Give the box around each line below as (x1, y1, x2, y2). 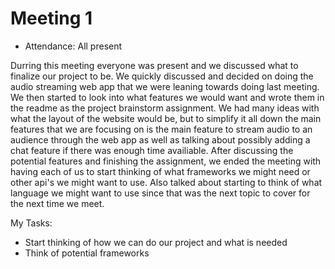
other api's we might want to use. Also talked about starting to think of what (10, 176, 323, 188)
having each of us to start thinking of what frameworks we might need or (10, 165, 311, 177)
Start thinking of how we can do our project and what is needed (24, 236, 288, 248)
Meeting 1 (10, 7, 93, 30)
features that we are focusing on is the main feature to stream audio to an (10, 123, 313, 135)
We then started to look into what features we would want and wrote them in (10, 91, 325, 103)
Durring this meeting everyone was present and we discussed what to (10, 59, 299, 71)
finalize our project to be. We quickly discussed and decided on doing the (10, 70, 314, 82)
